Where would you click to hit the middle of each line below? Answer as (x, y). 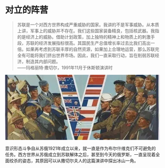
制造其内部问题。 (43, 61)
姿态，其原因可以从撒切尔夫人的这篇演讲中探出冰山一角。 (80, 161)
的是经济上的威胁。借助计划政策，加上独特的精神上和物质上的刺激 (84, 37)
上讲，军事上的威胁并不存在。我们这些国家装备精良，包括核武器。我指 (88, 30)
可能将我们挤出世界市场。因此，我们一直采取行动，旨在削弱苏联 (90, 55)
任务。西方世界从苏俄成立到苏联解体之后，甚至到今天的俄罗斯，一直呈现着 (80, 154)
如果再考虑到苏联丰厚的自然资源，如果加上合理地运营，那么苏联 (90, 49)
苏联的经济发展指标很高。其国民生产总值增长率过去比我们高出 (88, 43)
